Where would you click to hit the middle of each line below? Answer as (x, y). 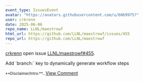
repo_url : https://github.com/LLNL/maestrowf (55, 39)
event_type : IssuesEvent (32, 10)
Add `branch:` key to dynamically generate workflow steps (67, 63)
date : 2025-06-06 (24, 24)
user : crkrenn (21, 19)
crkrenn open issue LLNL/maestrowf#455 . (50, 53)
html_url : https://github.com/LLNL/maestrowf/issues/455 (68, 34)
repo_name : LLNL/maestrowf (34, 29)
